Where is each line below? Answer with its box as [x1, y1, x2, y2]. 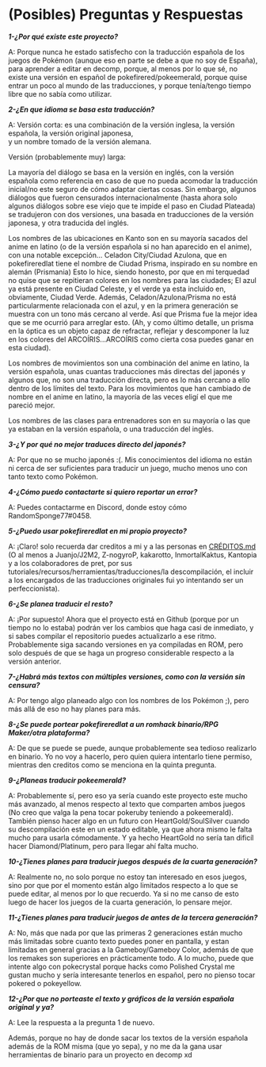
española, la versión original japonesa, [8, 128, 134, 138]
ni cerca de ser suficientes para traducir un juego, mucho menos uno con [8, 463, 248, 472]
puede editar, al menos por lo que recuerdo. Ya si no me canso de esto [8, 889, 239, 898]
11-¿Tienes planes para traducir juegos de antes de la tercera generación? [8, 912, 258, 922]
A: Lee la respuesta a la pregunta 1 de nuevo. [8, 1017, 155, 1027]
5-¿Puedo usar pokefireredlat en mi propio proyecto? [8, 526, 188, 536]
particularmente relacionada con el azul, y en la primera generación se [8, 300, 239, 310]
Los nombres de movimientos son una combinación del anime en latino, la [8, 358, 249, 368]
